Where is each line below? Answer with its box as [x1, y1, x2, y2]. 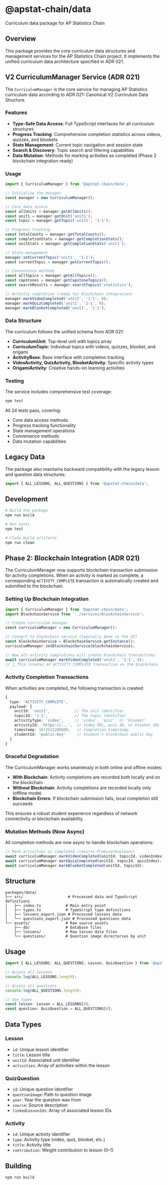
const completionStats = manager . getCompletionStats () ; [5, 236, 124, 242]
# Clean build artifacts [5, 535, 57, 540]
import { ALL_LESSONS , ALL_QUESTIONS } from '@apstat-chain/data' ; [5, 481, 149, 486]
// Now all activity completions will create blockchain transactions [5, 652, 155, 658]
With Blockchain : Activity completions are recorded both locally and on [12, 774, 160, 780]
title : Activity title [12, 1142, 51, 1148]
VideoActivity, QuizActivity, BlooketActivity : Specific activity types [12, 359, 154, 365]
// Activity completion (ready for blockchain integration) [5, 291, 133, 296]
